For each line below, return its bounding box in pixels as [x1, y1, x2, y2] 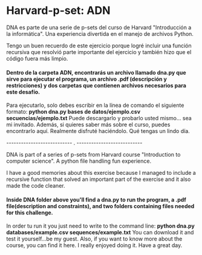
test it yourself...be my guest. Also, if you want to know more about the [6, 235, 183, 243]
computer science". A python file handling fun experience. [6, 157, 152, 165]
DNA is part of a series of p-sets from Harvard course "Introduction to [6, 151, 181, 158]
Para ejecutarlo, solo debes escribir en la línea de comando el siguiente [6, 101, 184, 109]
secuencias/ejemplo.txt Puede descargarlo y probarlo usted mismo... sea [6, 115, 192, 122]
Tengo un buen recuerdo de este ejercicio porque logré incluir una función [6, 42, 192, 49]
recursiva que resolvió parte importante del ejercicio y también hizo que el [6, 48, 192, 55]
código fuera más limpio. [6, 55, 68, 62]
